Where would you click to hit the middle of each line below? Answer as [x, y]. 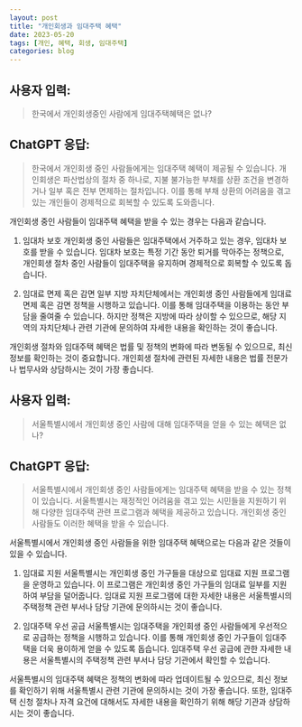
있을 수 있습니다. [38, 554]
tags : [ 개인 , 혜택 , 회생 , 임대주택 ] [69, 43]
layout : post [34, 18]
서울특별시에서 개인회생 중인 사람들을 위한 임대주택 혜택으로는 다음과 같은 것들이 [150, 543]
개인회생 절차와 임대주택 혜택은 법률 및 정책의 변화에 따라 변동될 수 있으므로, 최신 [151, 346]
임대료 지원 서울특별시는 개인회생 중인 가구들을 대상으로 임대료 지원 [140, 573]
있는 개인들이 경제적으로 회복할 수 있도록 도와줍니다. [123, 202]
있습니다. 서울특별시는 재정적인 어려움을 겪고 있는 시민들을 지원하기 [159, 501]
